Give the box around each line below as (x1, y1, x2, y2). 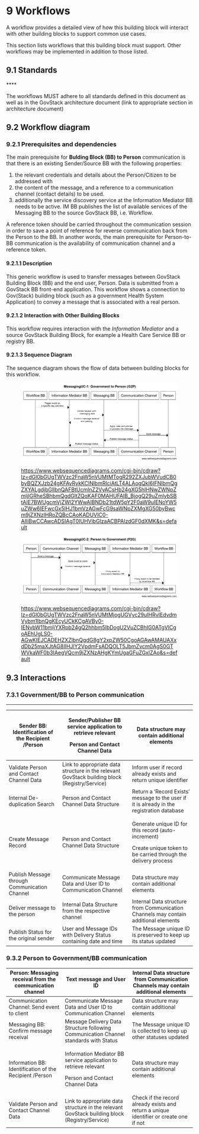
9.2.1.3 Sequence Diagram (6, 351, 72, 358)
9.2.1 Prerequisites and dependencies (6, 140, 117, 149)
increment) (132, 833, 159, 840)
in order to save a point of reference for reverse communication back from (6, 227, 188, 234)
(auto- (159, 827, 176, 834)
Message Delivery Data (65, 1018, 121, 1025)
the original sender (8, 934, 55, 941)
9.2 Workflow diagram (6, 122, 91, 133)
